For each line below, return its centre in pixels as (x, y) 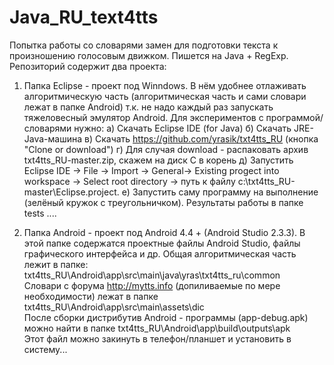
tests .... (40, 213)
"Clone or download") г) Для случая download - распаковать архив (166, 149)
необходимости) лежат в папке (91, 296)
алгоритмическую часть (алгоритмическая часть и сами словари (165, 96)
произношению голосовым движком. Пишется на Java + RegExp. (149, 55)
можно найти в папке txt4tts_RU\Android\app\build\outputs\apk (157, 328)
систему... (45, 349)
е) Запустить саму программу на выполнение (220, 192)
